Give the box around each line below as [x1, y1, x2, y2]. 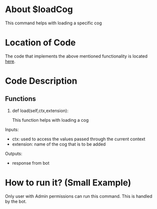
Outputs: [5, 151, 23, 156]
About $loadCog [5, 4, 73, 15]
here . [5, 58, 16, 64]
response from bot [12, 160, 50, 166]
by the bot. [5, 198, 27, 204]
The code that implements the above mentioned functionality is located [5, 53, 148, 59]
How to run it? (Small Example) [5, 177, 131, 189]
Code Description [5, 76, 78, 87]
